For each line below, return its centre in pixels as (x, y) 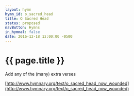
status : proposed (23, 23)
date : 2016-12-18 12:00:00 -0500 (39, 37)
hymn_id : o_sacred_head (29, 14)
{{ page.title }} (35, 61)
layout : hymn (18, 9)
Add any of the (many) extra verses (41, 74)
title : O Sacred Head (27, 18)
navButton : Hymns (23, 28)
